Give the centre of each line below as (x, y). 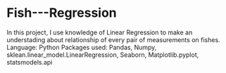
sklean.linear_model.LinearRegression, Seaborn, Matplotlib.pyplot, (103, 55)
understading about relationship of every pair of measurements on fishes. (113, 39)
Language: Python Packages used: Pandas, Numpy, (82, 47)
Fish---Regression (62, 13)
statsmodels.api (30, 62)
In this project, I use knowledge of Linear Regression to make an (100, 32)
